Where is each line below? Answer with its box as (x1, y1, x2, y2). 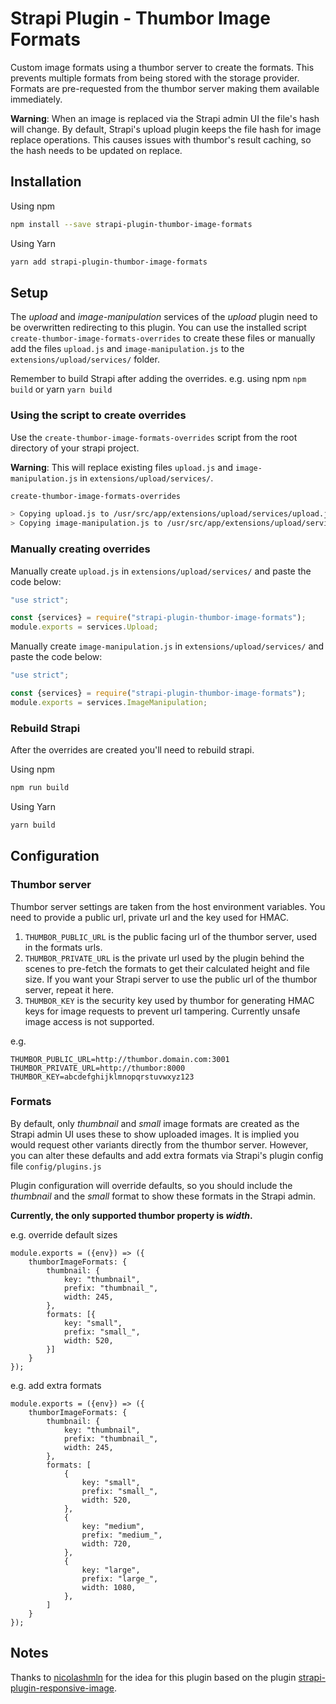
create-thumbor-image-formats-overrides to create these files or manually (10, 332, 316, 344)
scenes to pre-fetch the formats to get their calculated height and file (24, 962, 310, 974)
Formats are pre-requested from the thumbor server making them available (10, 82, 320, 94)
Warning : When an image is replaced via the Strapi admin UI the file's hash (10, 112, 320, 124)
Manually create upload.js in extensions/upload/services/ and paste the (10, 565, 312, 577)
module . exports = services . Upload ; (10, 622, 159, 632)
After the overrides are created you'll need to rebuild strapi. (10, 744, 255, 756)
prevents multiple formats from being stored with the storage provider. (10, 72, 300, 84)
